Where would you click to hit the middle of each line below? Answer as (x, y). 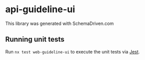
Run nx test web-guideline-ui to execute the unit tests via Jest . (72, 51)
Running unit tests (35, 39)
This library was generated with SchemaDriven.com (60, 23)
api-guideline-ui (40, 9)
